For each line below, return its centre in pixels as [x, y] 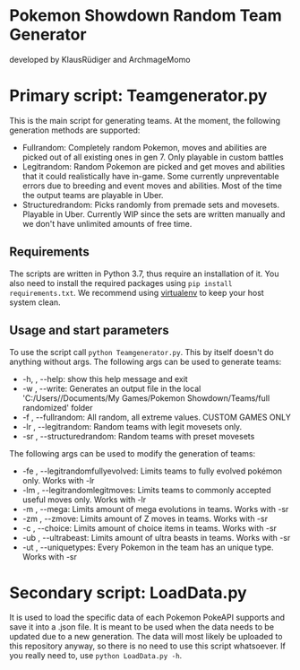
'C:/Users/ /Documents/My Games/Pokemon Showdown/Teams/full [146, 398]
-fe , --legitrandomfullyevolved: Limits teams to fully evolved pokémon [152, 471]
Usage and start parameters [89, 331]
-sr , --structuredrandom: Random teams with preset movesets [138, 436]
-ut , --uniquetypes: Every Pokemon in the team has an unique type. [148, 547]
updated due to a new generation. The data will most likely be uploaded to [146, 637]
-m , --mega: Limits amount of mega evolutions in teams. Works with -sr [155, 509]
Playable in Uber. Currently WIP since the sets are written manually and [154, 214]
